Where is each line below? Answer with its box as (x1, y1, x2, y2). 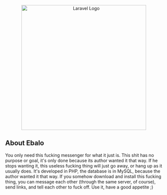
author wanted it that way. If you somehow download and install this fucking (5, 173, 162, 179)
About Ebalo (5, 139, 44, 147)
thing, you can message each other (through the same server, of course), (5, 178, 156, 184)
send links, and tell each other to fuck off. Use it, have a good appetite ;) (5, 184, 154, 190)
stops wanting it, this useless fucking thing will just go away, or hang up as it (5, 162, 163, 168)
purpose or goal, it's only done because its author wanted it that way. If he (5, 157, 158, 163)
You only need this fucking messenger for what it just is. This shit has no (5, 152, 155, 158)
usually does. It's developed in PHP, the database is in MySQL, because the (5, 168, 161, 174)
